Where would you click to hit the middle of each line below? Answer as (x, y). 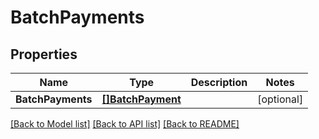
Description (219, 82)
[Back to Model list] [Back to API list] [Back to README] (125, 124)
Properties (44, 54)
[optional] (280, 99)
